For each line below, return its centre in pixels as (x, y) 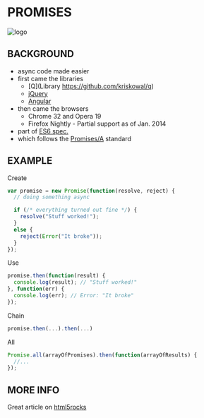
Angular (40, 101)
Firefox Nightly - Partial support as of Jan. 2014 (97, 124)
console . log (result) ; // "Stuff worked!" (76, 282)
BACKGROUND (41, 54)
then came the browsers (53, 108)
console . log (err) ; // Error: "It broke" (74, 296)
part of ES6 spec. (43, 131)
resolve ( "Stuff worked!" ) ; (60, 217)
